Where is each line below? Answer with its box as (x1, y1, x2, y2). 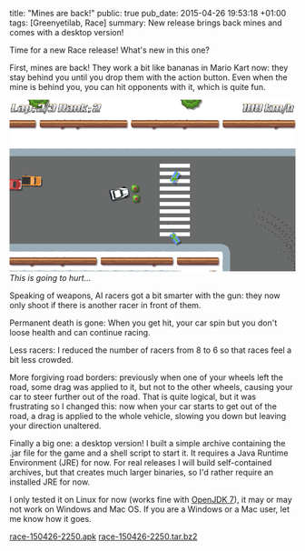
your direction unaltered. (9, 420, 102, 431)
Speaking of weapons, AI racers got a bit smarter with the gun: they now (9, 290, 281, 301)
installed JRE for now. (9, 476, 91, 487)
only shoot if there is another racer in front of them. (9, 300, 202, 311)
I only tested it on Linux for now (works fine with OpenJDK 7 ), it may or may (9, 495, 292, 506)
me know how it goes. (9, 514, 93, 525)
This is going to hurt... (9, 273, 92, 284)
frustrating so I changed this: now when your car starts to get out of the (9, 401, 277, 412)
